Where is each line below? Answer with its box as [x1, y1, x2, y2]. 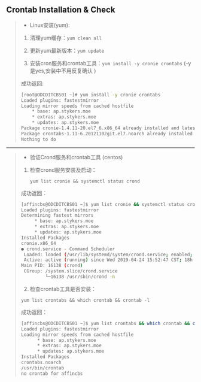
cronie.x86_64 [20, 240, 56, 246]
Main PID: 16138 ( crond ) [20, 263, 83, 269]
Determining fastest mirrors [20, 213, 94, 219]
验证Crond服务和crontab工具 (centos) [29, 153, 123, 160]
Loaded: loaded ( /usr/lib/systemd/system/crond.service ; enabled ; [23, 251, 193, 257]
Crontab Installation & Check [6, 5, 115, 15]
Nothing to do [20, 136, 56, 143]
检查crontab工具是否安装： [29, 285, 97, 292]
